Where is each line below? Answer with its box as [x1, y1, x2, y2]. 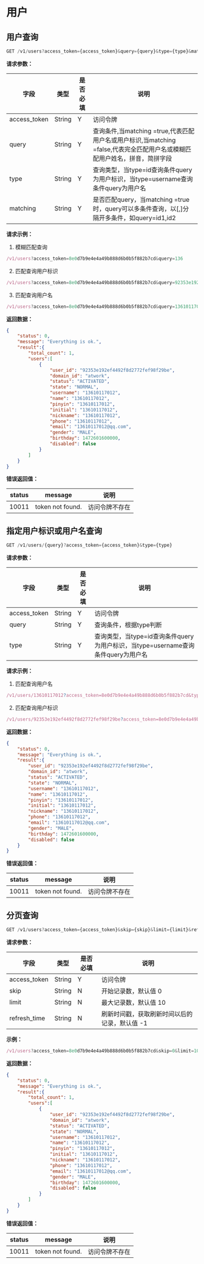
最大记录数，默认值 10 [101, 998, 166, 1007]
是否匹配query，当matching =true [93, 195, 190, 204]
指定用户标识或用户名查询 [6, 526, 102, 536]
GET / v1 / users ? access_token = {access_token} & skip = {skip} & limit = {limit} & [6, 927, 191, 933]
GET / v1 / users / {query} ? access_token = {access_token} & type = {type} [6, 542, 172, 549]
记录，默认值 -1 [101, 1019, 148, 1027]
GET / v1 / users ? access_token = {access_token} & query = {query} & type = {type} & [6, 48, 191, 54]
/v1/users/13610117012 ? [6, 693, 67, 699]
